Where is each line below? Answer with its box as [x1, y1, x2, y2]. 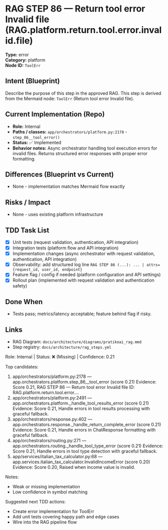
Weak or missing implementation [12, 484, 80, 489]
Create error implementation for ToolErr [12, 508, 94, 514]
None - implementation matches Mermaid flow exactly [12, 184, 125, 190]
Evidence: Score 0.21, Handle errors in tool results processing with [12, 406, 150, 412]
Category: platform [5, 57, 46, 63]
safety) [12, 283, 28, 289]
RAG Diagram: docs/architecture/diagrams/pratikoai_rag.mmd [12, 339, 142, 344]
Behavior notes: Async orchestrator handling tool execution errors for [12, 145, 157, 151]
